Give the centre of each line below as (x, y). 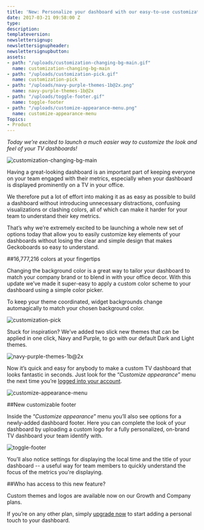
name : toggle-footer (38, 102)
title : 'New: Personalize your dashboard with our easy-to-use (88, 12)
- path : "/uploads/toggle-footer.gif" (56, 97)
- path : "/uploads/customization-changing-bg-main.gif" (79, 63)
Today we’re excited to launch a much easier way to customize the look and (102, 142)
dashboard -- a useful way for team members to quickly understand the (97, 466)
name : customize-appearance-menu (54, 114)
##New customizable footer (41, 405)
